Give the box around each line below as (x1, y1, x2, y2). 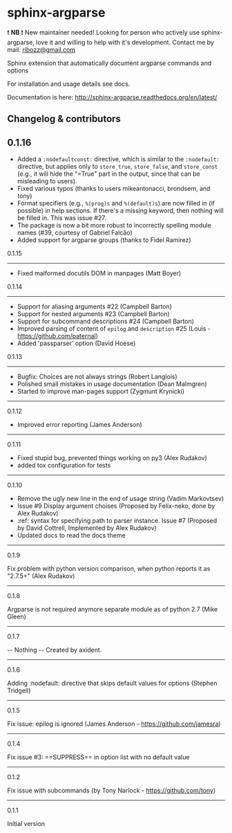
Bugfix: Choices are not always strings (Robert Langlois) (17, 372, 177, 381)
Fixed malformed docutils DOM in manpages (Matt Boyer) (17, 269, 182, 277)
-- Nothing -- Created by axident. (7, 646, 102, 654)
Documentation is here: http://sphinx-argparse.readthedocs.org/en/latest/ (7, 93, 217, 101)
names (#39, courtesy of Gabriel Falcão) (17, 228, 133, 237)
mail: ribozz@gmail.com (7, 45, 76, 53)
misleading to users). (17, 177, 77, 185)
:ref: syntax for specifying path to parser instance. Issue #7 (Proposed (17, 517, 217, 525)
